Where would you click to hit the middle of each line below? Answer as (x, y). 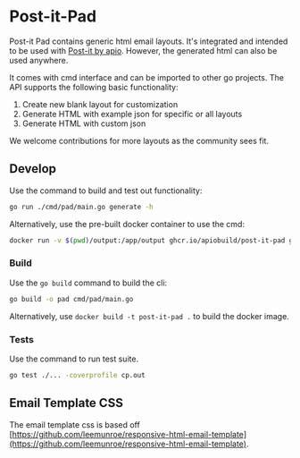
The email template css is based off (75, 424)
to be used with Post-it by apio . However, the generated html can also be (143, 50)
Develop (33, 169)
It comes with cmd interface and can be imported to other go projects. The (146, 77)
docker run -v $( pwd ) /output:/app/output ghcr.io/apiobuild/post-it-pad (147, 240)
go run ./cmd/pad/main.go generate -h (81, 207)
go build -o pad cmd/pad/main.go (71, 299)
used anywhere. (39, 60)
